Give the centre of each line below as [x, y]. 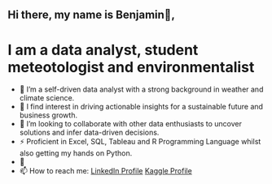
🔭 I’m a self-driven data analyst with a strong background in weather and [141, 89]
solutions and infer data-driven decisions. [89, 133]
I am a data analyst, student [103, 50]
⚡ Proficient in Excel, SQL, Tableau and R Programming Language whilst [140, 142]
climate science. [47, 98]
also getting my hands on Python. [76, 153]
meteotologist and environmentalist [131, 67]
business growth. [48, 115]
